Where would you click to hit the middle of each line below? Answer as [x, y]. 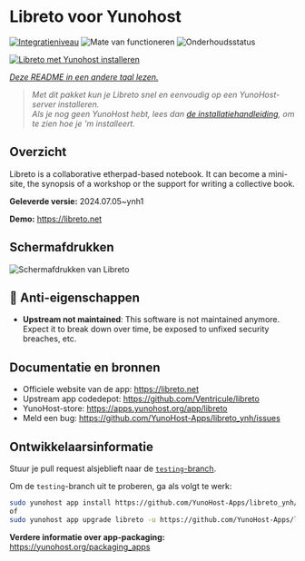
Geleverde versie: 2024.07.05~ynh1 [77, 201]
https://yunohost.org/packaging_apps [80, 546]
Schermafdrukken [62, 247]
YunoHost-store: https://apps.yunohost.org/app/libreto [125, 408]
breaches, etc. [49, 339]
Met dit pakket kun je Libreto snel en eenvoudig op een [134, 94]
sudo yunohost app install [60, 503]
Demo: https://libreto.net [56, 219]
